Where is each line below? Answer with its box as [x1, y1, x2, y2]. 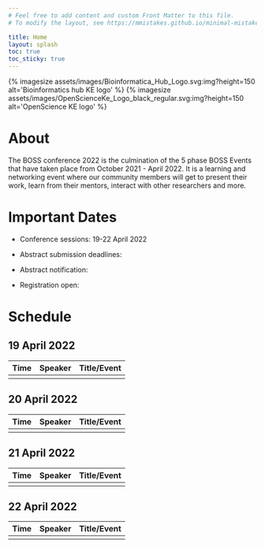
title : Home [8, 33, 47, 41]
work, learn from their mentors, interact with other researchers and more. [8, 181, 247, 190]
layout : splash [8, 40, 58, 48]
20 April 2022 [8, 393, 78, 406]
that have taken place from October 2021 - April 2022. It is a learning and [8, 163, 246, 173]
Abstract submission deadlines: [19, 249, 122, 259]
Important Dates [8, 208, 117, 226]
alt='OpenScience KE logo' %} [8, 102, 108, 111]
